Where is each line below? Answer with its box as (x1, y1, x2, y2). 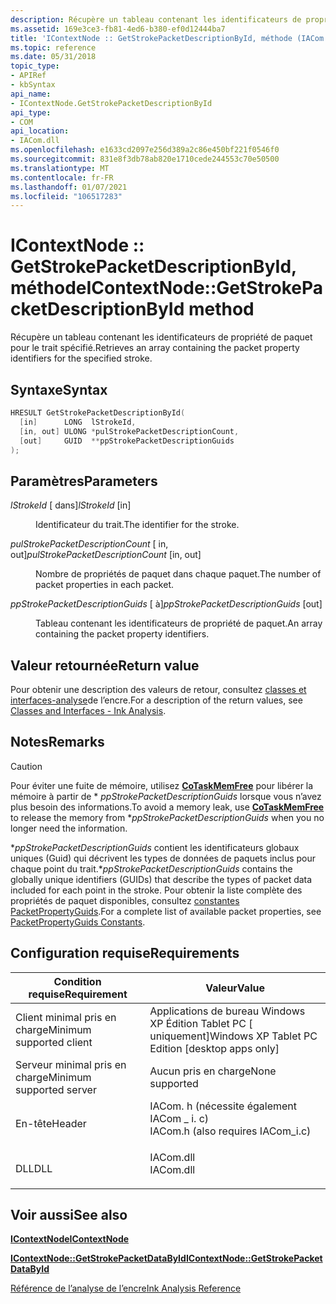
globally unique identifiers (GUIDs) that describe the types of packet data (10, 873, 313, 885)
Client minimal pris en (15, 1010, 117, 1024)
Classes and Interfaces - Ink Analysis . (10, 705, 167, 716)
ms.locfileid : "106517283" (10, 191, 123, 201)
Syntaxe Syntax (10, 381, 108, 398)
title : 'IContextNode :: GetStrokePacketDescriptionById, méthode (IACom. (10, 33, 329, 43)
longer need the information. (10, 822, 128, 834)
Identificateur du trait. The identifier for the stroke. (35, 519, 240, 531)
